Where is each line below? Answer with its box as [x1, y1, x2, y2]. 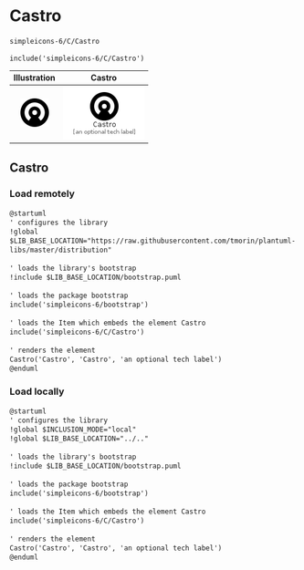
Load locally [9, 385, 65, 398]
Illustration [13, 72, 57, 83]
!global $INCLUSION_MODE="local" [9, 425, 137, 434]
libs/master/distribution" [9, 245, 112, 254]
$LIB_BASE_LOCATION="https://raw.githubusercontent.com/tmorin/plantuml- [9, 236, 297, 245]
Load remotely [9, 187, 76, 200]
